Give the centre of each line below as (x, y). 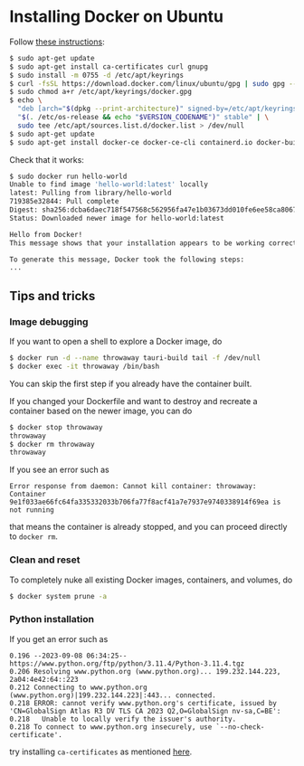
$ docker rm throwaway (52, 444)
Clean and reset (45, 560)
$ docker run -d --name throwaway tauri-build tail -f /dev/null (135, 358)
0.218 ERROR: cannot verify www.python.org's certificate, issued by (143, 703)
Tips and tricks (52, 296)
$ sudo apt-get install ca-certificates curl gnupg (109, 66)
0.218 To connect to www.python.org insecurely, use (111, 727)
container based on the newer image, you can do (101, 411)
